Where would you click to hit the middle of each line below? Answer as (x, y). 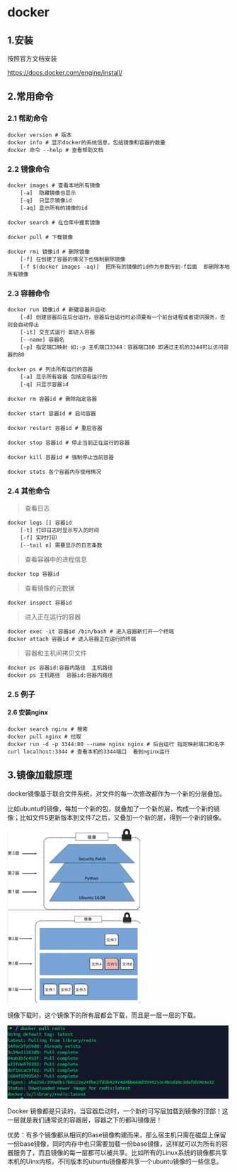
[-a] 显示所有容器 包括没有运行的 (64, 377)
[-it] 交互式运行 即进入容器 (58, 332)
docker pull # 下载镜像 (40, 237)
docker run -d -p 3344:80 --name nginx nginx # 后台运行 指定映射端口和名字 (116, 744)
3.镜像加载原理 (40, 775)
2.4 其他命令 (29, 491)
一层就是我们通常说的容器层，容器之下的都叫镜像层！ (85, 1120)
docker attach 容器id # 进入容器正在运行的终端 (72, 639)
